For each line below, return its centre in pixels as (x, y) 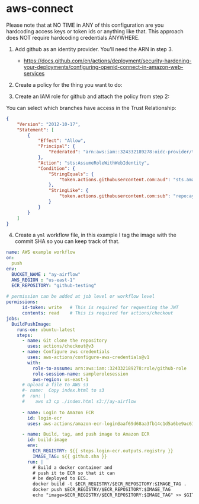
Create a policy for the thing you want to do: (68, 84)
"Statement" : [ (36, 130)
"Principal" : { (57, 147)
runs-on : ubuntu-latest (46, 330)
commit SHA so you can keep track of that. (67, 241)
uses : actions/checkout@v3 (61, 346)
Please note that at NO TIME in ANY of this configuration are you (85, 25)
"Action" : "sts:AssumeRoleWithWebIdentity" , (94, 163)
